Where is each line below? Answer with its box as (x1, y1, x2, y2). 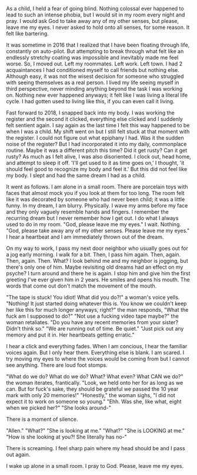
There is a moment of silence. (6, 415, 78, 423)
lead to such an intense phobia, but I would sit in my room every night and (6, 11, 185, 18)
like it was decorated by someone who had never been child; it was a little (6, 196, 185, 203)
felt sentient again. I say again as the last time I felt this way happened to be (6, 122, 190, 128)
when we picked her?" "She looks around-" (6, 404, 112, 411)
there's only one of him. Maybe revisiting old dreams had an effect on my (6, 263, 183, 271)
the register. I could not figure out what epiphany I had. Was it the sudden (6, 134, 184, 141)
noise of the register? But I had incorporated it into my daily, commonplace (6, 141, 187, 147)
